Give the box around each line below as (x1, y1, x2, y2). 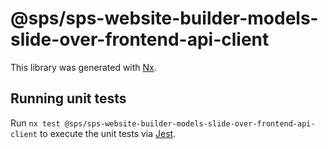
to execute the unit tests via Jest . (39, 127, 177, 139)
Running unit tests (10, 90, 127, 107)
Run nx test (10, 117, 61, 129)
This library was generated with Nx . (10, 61, 157, 73)
